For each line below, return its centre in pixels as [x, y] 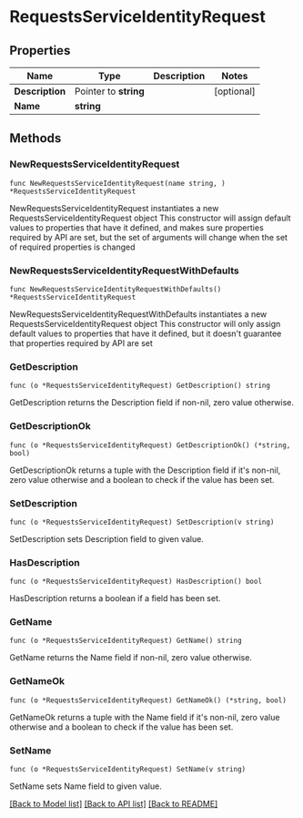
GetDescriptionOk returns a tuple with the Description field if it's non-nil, [145, 470]
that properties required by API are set [81, 343]
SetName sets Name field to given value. [86, 786]
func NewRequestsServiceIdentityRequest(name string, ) [117, 183]
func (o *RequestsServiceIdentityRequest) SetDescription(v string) [142, 522]
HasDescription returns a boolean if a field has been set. [115, 598]
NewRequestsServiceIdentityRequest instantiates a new [114, 208]
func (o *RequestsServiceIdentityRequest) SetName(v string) [128, 770]
